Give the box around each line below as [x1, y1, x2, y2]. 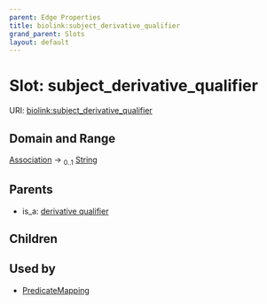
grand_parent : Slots [9, 29, 86, 38]
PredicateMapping [21, 285, 90, 295]
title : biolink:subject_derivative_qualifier [9, 21, 180, 30]
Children [9, 231, 58, 246]
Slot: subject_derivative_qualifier [9, 76, 259, 96]
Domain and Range [9, 130, 116, 146]
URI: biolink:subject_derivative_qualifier [9, 105, 153, 116]
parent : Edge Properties [9, 12, 101, 22]
